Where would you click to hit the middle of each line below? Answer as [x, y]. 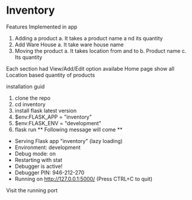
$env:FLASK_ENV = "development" [58, 123]
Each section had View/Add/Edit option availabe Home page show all [90, 68]
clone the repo [33, 98]
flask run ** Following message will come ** [68, 129]
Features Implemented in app [42, 27]
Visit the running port [32, 190]
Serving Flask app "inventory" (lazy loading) [69, 141]
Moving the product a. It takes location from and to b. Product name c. [100, 50]
